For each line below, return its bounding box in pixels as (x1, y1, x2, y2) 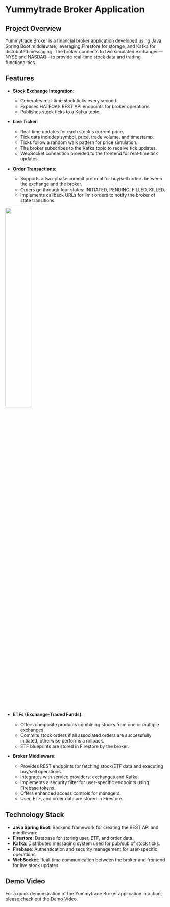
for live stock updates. (12, 862, 60, 868)
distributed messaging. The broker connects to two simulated (5, 49, 135, 54)
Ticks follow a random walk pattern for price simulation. (20, 139, 138, 146)
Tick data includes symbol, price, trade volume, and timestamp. (20, 134, 154, 140)
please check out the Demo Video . (5, 896, 78, 902)
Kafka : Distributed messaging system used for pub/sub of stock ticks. (12, 840, 161, 847)
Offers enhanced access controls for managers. (20, 790, 122, 796)
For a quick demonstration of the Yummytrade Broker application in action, (5, 891, 162, 897)
